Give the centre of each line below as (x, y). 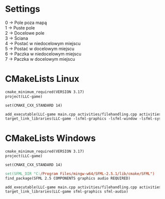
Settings (23, 9)
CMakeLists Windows (50, 138)
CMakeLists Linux (42, 79)
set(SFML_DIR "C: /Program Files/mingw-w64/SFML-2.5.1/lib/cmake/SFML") (80, 174)
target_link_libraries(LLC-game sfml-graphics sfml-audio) (67, 192)
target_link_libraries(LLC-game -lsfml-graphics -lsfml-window (71, 119)
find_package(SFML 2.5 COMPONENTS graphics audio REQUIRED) (68, 178)
